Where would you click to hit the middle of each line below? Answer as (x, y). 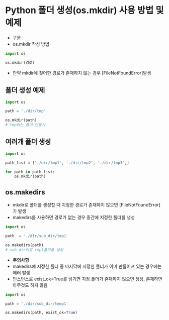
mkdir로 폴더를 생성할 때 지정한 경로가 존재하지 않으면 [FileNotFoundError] (87, 205)
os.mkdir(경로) (20, 63)
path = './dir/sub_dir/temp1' (37, 304)
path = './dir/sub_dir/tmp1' (37, 236)
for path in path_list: (30, 172)
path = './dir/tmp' (26, 111)
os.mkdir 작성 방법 (31, 44)
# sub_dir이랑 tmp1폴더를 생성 (34, 250)
